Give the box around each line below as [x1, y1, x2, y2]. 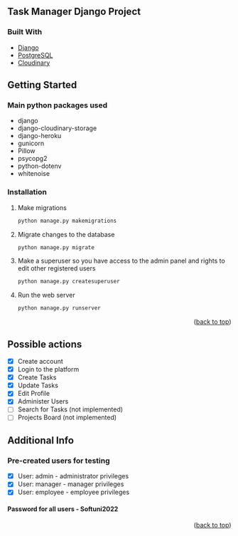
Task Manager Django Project [7, 6, 141, 18]
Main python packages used [7, 100, 108, 110]
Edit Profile [17, 389, 50, 398]
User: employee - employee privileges [17, 488, 130, 497]
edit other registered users [17, 264, 96, 273]
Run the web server [17, 291, 76, 300]
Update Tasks [17, 381, 59, 390]
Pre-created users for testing [7, 456, 110, 466]
